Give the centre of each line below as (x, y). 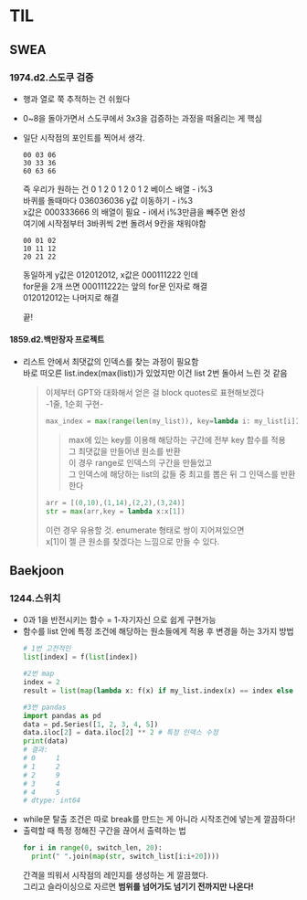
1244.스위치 (35, 598)
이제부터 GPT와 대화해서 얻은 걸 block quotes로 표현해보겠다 (155, 393)
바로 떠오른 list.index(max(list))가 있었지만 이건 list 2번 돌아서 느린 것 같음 (155, 373)
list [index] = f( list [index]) (80, 657)
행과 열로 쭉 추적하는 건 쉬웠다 (76, 99)
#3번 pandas (44, 707)
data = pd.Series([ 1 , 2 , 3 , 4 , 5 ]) (90, 724)
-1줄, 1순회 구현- (74, 404)
